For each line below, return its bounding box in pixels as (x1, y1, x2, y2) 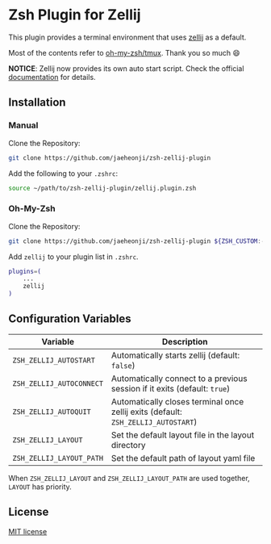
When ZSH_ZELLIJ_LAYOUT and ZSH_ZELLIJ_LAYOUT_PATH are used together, (8, 473, 250, 483)
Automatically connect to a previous (111, 373, 248, 384)
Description (161, 336, 208, 347)
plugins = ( (8, 267, 42, 275)
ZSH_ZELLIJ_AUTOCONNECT (12, 379, 104, 388)
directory (111, 439, 146, 450)
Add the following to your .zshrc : (8, 168, 119, 178)
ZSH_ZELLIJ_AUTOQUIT (12, 407, 91, 416)
